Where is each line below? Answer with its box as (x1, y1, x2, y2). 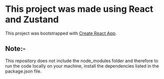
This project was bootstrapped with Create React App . (5, 30, 117, 36)
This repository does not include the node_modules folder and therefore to (5, 58, 159, 64)
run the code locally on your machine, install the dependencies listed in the (5, 63, 160, 69)
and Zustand (5, 14, 59, 25)
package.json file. (5, 68, 42, 74)
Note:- (5, 44, 26, 53)
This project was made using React (5, 3, 154, 15)
